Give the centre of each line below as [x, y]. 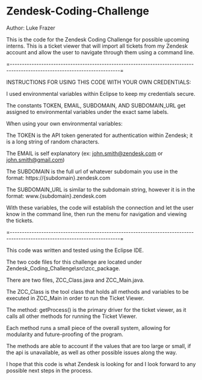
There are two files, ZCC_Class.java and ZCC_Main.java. [75, 280]
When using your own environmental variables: [65, 123]
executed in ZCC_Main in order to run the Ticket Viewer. [75, 298]
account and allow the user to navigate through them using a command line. [100, 52]
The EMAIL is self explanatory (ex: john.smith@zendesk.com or [85, 153]
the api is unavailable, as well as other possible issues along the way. [92, 352]
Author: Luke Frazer [31, 28]
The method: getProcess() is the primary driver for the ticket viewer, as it [96, 309]
